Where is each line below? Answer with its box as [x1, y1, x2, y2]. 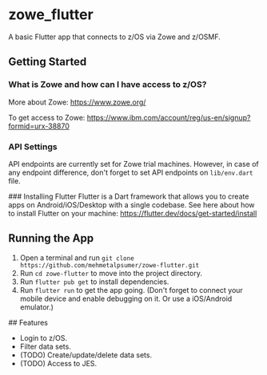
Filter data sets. [19, 341, 72, 351]
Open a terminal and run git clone [19, 253, 134, 262]
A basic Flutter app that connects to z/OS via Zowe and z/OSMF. [8, 32, 221, 41]
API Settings [8, 141, 58, 152]
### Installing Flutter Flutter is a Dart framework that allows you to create [8, 191, 249, 201]
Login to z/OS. [19, 333, 68, 342]
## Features [8, 318, 48, 327]
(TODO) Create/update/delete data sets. [19, 349, 153, 360]
